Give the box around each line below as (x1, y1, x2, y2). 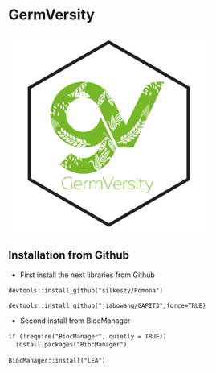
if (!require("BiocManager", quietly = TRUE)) (8, 332, 167, 340)
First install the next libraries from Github (19, 270, 155, 280)
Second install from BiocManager (19, 316, 131, 325)
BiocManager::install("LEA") (8, 356, 106, 364)
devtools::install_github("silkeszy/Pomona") (8, 286, 163, 295)
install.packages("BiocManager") (15, 340, 128, 348)
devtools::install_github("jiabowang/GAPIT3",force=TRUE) (8, 301, 206, 309)
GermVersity (8, 6, 95, 24)
